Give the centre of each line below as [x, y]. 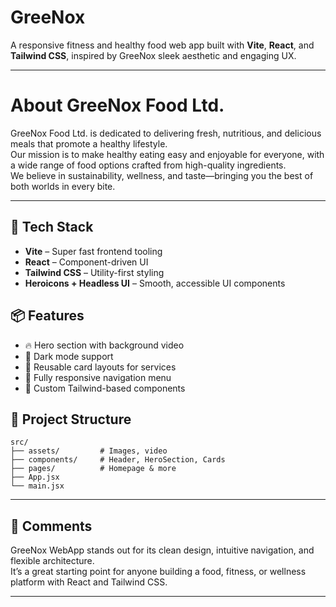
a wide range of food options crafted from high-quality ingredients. [148, 165]
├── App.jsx [35, 477]
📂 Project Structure [71, 419]
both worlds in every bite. [63, 186]
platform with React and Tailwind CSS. [89, 582]
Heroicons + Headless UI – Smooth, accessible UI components [155, 283]
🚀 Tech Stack [52, 227]
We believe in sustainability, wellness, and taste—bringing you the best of [162, 175]
